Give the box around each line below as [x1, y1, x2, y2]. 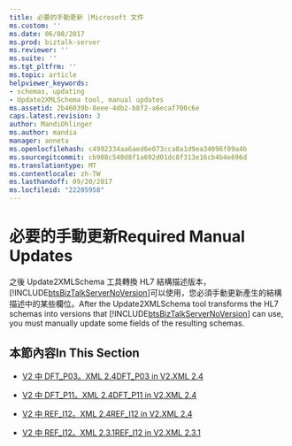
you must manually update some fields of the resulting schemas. [9, 318, 245, 328]
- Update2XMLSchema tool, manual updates [9, 95, 165, 104]
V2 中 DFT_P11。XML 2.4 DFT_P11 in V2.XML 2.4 [21, 389, 197, 400]
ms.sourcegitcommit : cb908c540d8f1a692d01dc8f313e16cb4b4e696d [9, 152, 248, 162]
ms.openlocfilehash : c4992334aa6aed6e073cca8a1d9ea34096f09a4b [9, 144, 248, 153]
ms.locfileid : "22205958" [9, 186, 104, 195]
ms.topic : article [9, 71, 77, 80]
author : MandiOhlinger [9, 120, 93, 129]
